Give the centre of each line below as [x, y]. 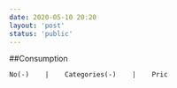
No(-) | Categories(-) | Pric [88, 75]
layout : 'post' [37, 26]
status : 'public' [41, 33]
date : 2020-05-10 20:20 [53, 17]
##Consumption [38, 59]
